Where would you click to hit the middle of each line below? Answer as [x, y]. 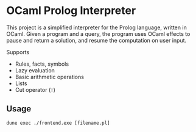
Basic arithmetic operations [49, 77]
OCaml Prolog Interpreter [71, 11]
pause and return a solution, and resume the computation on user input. [96, 40]
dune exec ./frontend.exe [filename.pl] [58, 123]
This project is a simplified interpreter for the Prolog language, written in [96, 27]
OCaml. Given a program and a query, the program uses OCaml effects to [98, 33]
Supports [18, 52]
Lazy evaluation [35, 70]
